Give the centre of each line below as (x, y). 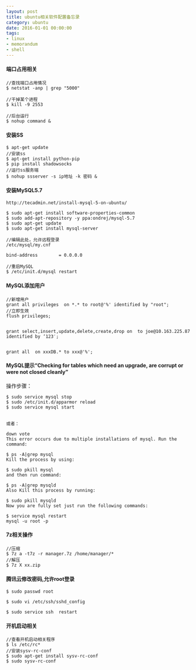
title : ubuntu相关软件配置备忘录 (43, 17)
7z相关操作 (20, 535)
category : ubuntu (27, 22)
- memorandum (22, 45)
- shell (16, 50)
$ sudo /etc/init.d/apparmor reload (51, 402)
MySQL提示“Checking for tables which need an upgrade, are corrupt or (95, 365)
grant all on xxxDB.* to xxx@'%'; (50, 352)
